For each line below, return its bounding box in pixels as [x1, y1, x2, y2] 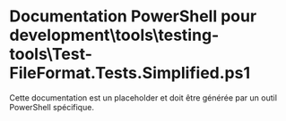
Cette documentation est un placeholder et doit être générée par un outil [9, 92, 278, 103]
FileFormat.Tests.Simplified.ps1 [9, 63, 251, 84]
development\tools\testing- [9, 25, 220, 45]
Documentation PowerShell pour [9, 6, 257, 27]
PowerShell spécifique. [9, 101, 94, 112]
